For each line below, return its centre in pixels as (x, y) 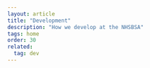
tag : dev (27, 54)
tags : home (23, 34)
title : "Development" (39, 21)
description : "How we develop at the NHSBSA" (75, 27)
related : (20, 47)
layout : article (31, 14)
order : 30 (22, 40)
